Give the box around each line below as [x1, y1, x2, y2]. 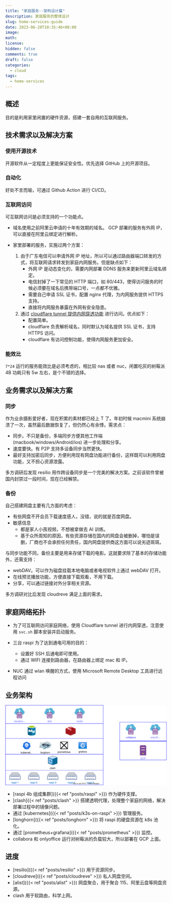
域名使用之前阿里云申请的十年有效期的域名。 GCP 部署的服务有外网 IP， [12, 225, 165, 231]
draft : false [5, 57, 33, 62]
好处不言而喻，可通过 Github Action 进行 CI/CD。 [5, 187, 109, 193]
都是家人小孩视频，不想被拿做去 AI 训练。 [20, 526, 109, 532]
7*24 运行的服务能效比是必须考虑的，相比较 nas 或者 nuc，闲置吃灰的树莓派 [5, 363, 165, 370]
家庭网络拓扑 [5, 607, 46, 616]
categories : [5, 62, 31, 68]
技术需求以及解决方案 [5, 131, 73, 140]
